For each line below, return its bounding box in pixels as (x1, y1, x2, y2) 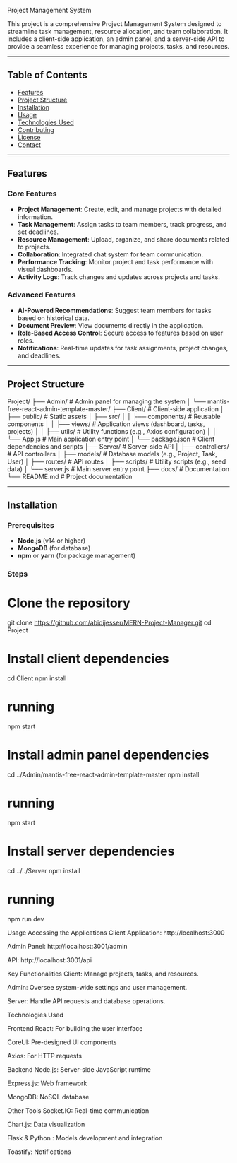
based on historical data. (17, 314, 90, 322)
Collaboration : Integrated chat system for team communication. (17, 250, 203, 259)
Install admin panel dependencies (7, 747, 209, 763)
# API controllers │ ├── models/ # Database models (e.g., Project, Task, (7, 449, 217, 458)
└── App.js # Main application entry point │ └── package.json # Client (7, 435, 215, 443)
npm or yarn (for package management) (17, 551, 136, 560)
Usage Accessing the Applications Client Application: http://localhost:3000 (7, 928, 225, 937)
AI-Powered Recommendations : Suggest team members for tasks (17, 306, 212, 314)
